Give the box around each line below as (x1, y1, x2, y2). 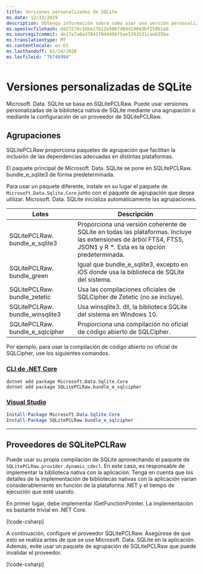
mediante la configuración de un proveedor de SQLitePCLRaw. (6, 113, 162, 120)
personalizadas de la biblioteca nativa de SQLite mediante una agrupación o (6, 107, 196, 114)
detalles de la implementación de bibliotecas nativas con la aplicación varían (6, 475, 197, 482)
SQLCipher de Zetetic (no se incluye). (77, 293, 184, 302)
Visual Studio (6, 398, 47, 406)
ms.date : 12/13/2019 (6, 15, 59, 21)
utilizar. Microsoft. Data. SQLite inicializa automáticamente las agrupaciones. (6, 196, 197, 203)
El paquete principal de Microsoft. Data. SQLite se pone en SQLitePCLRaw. (6, 165, 192, 172)
